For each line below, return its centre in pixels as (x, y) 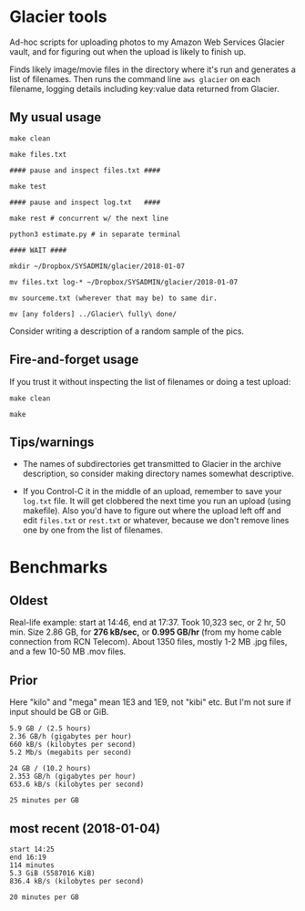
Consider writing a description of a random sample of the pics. (127, 331)
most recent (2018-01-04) (85, 828)
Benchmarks (59, 567)
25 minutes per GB (44, 801)
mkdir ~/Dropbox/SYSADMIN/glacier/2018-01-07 (97, 266)
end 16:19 (28, 857)
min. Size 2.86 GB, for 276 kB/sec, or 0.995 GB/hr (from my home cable (146, 632)
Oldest (29, 600)
